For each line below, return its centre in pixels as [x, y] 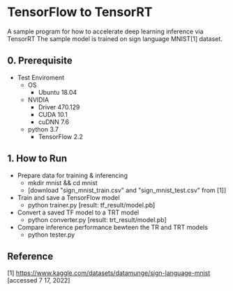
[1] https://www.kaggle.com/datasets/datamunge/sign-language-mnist [109, 273]
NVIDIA [38, 100]
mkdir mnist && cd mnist [62, 182]
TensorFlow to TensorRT [80, 12]
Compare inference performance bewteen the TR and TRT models [112, 227]
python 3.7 [43, 129]
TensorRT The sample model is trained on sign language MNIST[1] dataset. [115, 38]
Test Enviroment [41, 77]
